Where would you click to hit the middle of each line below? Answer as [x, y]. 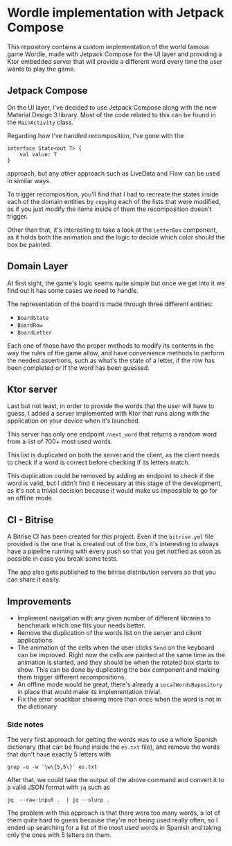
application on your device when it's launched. [74, 421]
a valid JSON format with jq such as [59, 787]
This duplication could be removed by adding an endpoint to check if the [111, 476]
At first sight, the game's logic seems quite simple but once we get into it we [116, 283]
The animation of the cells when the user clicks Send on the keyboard [116, 648]
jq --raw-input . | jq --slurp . [59, 800]
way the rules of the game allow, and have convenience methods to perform [116, 353]
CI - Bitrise [30, 519]
